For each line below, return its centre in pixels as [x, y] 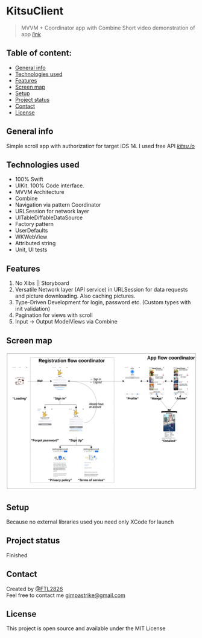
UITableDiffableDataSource [49, 217]
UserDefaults [31, 231]
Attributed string [35, 243]
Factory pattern [34, 224]
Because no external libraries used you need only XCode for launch [90, 522]
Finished [17, 555]
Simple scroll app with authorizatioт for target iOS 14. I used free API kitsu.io [100, 146]
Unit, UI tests [31, 250]
